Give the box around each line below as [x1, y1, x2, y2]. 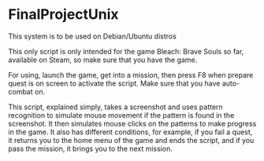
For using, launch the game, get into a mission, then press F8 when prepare [8, 70, 254, 79]
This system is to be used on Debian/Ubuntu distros [8, 31, 177, 41]
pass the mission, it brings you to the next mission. [8, 144, 173, 153]
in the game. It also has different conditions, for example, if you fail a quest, [8, 127, 253, 137]
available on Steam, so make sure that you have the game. [8, 55, 198, 64]
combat [8, 86, 33, 96]
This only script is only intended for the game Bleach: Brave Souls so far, [8, 46, 244, 56]
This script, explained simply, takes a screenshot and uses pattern [8, 102, 223, 112]
